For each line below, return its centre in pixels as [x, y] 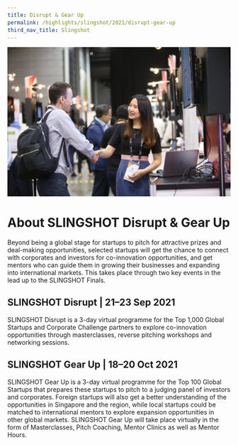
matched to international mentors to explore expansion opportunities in [111, 412]
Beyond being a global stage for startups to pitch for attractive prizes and [114, 242]
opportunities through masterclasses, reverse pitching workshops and [110, 335]
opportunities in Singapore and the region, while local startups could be [112, 404]
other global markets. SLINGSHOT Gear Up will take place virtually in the [113, 419]
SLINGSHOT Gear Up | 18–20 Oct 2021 [93, 365]
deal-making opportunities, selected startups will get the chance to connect [118, 250]
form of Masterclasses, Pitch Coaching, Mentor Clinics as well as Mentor [113, 427]
